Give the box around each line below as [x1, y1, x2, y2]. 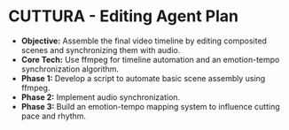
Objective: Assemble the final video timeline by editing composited [20, 35, 268, 46]
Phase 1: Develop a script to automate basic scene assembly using [20, 73, 266, 83]
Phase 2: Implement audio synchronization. [20, 91, 181, 103]
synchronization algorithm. [20, 64, 120, 74]
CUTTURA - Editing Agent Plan [8, 6, 238, 27]
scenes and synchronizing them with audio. [20, 44, 181, 55]
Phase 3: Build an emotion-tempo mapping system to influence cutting [20, 101, 280, 111]
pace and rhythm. [20, 111, 86, 121]
